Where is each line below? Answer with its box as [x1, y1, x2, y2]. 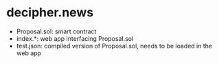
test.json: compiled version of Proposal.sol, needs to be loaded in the [16, 42, 213, 50]
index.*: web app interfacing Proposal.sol [16, 34, 134, 42]
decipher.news [6, 5, 94, 20]
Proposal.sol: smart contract [16, 27, 97, 35]
